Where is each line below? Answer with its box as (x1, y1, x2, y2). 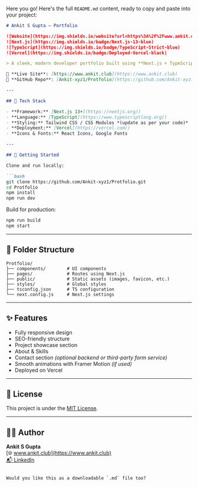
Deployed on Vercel (14, 366, 63, 374)
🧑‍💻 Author (6, 427, 45, 437)
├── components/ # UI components (6, 265, 107, 271)
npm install (6, 190, 35, 196)
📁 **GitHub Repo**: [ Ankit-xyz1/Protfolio (6, 77, 112, 83)
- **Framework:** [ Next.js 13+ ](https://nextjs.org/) (6, 109, 141, 115)
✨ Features (6, 313, 48, 323)
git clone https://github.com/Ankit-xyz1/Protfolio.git (6, 178, 146, 185)
